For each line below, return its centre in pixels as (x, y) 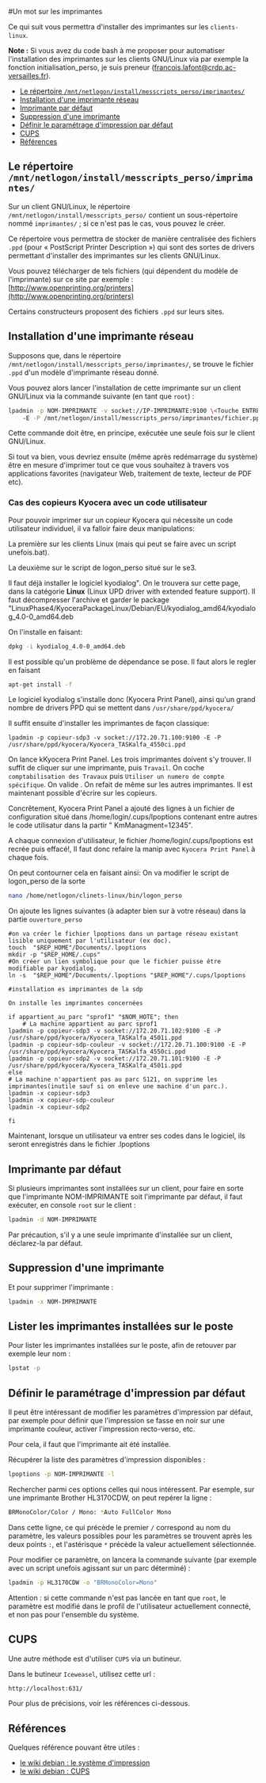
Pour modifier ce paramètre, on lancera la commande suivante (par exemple (133, 1560)
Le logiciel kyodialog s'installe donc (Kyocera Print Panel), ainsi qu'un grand (132, 700)
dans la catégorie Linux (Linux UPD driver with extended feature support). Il (132, 591)
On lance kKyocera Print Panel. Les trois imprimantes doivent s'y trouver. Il (130, 759)
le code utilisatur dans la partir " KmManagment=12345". (101, 825)
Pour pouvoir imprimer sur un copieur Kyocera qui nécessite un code (121, 520)
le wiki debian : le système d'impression (85, 1763)
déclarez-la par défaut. (46, 1243)
